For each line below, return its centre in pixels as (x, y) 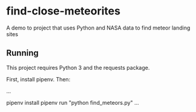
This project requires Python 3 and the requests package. (78, 67)
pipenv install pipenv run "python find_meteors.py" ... (73, 102)
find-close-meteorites (64, 11)
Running (23, 53)
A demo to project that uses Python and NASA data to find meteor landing (98, 28)
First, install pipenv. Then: (38, 79)
